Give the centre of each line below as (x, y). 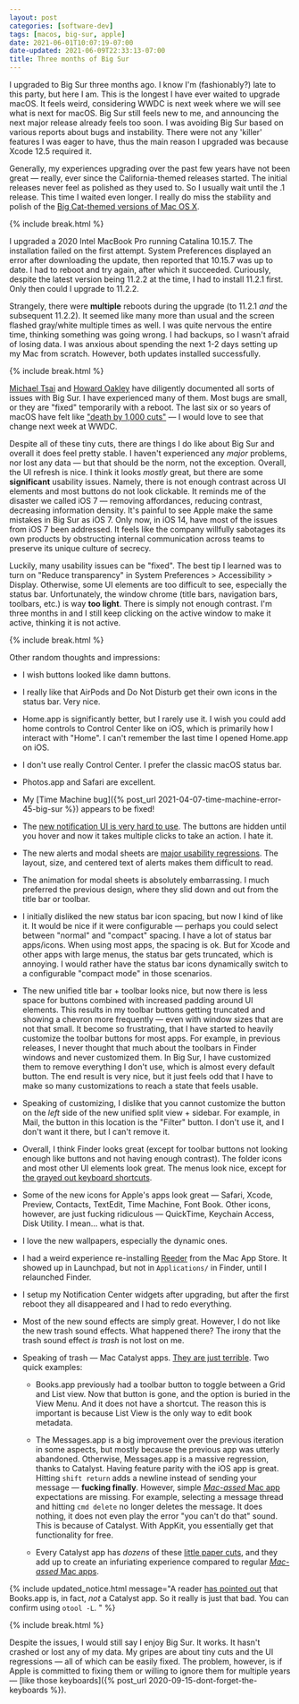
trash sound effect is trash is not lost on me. (103, 1340)
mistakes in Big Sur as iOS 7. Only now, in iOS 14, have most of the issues (144, 520)
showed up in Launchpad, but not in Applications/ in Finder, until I (145, 1268)
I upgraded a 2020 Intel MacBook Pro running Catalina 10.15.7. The (131, 241)
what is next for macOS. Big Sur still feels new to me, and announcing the (144, 113)
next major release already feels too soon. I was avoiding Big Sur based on (146, 123)
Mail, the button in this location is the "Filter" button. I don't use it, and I (153, 1122)
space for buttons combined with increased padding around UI (137, 1000)
